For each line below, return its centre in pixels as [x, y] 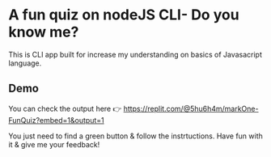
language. [25, 63]
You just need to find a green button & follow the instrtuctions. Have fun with [135, 136]
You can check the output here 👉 [65, 108]
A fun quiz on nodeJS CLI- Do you [124, 15]
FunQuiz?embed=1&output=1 [56, 120]
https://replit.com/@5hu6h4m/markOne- [191, 108]
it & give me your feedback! [54, 144]
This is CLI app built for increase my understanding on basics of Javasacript [135, 54]
